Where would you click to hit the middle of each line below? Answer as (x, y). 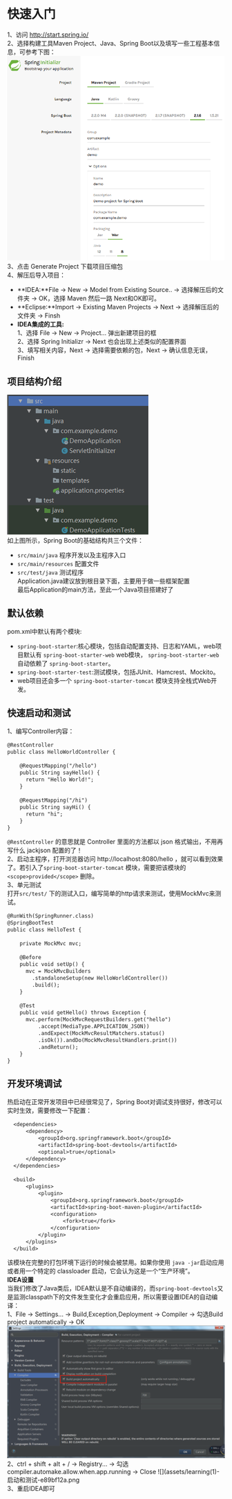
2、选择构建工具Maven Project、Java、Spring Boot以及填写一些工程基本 (110, 43)
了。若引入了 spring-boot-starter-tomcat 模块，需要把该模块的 (97, 867)
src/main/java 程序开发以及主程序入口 (71, 555)
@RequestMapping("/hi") (54, 800)
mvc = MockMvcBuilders (58, 971)
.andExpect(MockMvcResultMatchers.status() (101, 1033)
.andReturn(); (58, 1047)
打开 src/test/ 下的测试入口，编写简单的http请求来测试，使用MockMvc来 (111, 893)
